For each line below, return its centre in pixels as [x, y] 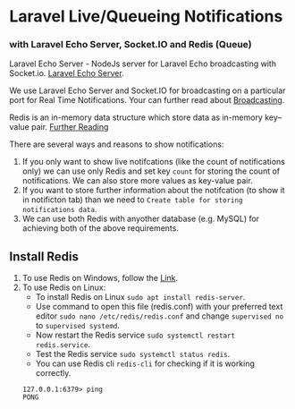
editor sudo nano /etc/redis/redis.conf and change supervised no [160, 316]
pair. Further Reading [70, 127]
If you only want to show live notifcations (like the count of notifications [154, 162]
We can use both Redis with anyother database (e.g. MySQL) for [141, 219]
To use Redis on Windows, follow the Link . [100, 278]
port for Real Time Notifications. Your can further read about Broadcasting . [147, 100]
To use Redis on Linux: [64, 287]
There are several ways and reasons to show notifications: [117, 144]
